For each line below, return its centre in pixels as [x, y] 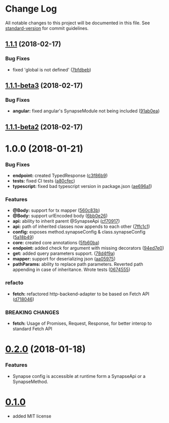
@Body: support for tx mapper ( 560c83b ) [56, 210]
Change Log [31, 9]
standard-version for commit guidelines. [47, 28]
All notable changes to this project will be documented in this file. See [78, 23]
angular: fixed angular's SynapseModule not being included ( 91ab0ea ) [86, 111]
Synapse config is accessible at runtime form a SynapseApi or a [79, 376]
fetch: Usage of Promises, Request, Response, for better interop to [82, 323]
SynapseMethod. [30, 381]
